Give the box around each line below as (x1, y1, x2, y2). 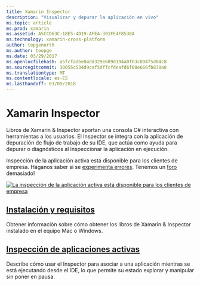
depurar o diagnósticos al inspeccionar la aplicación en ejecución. (6, 145, 169, 152)
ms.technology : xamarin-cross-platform (6, 36, 106, 42)
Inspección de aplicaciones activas (6, 244, 140, 254)
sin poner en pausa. (6, 273, 56, 280)
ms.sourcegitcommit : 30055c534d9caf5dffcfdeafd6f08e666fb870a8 (6, 64, 167, 70)
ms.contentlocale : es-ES (6, 75, 68, 81)
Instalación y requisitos (6, 205, 96, 215)
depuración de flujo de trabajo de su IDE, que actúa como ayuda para (6, 139, 177, 146)
